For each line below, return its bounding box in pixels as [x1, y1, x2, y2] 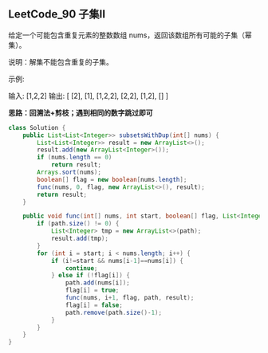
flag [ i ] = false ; [65, 301, 124, 309]
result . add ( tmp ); [50, 234, 109, 243]
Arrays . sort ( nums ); [37, 168, 102, 177]
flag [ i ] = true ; [65, 286, 120, 295]
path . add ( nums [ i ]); [65, 279, 130, 287]
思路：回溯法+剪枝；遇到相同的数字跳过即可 [8, 108, 153, 117]
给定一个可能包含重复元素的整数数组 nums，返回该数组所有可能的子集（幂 [8, 30, 253, 40]
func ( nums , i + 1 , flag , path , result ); [65, 294, 195, 302]
